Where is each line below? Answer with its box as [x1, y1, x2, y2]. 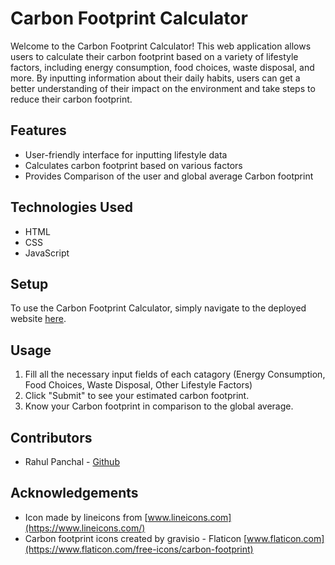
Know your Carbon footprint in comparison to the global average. [24, 400, 294, 412]
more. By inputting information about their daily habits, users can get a [10, 72, 301, 84]
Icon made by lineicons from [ [24, 511, 148, 523]
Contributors [10, 429, 93, 446]
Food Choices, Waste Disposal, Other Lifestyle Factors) [24, 379, 253, 391]
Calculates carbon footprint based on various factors [24, 159, 243, 171]
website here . [10, 313, 67, 325]
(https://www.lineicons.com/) [24, 522, 146, 534]
